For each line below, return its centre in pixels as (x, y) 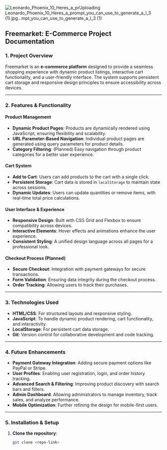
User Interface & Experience (35, 209)
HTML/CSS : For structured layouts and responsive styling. (72, 313)
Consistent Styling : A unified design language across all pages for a (83, 241)
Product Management (28, 117)
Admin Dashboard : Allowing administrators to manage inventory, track (85, 394)
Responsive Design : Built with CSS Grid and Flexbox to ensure (77, 221)
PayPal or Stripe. (30, 368)
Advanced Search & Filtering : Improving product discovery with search (86, 384)
